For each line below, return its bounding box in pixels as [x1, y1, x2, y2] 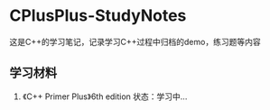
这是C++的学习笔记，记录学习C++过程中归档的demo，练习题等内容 [9, 36, 261, 47]
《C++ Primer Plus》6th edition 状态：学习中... [22, 91, 188, 102]
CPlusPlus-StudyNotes [9, 5, 187, 26]
